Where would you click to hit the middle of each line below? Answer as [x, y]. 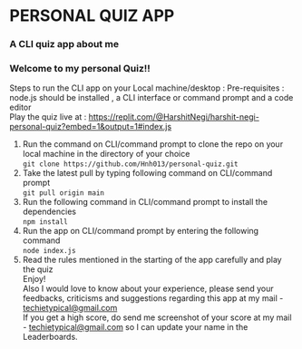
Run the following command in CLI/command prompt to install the [145, 202]
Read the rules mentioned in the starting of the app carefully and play [152, 260]
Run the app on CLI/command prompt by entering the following [141, 231]
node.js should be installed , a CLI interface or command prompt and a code [151, 98]
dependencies [49, 212]
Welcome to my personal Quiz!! [80, 69]
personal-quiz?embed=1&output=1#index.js [91, 127]
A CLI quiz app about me [64, 44]
